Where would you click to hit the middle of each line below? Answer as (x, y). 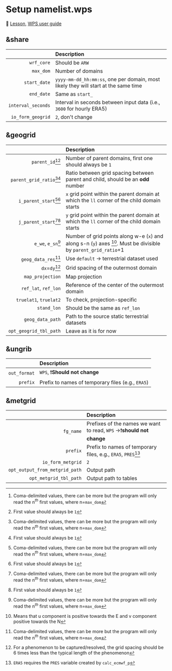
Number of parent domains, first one (109, 158)
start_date (37, 82)
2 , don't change (74, 117)
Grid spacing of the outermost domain (111, 268)
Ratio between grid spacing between (110, 173)
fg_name (72, 431)
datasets (76, 322)
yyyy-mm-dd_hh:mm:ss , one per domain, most (107, 79)
